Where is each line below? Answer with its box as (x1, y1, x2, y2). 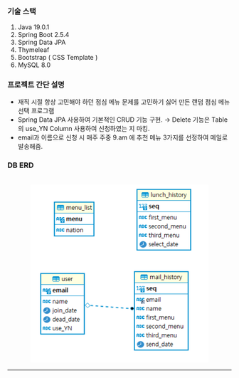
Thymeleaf (17, 46, 50, 54)
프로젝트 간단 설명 (7, 80, 65, 90)
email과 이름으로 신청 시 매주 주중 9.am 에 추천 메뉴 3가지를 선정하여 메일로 (17, 133, 228, 142)
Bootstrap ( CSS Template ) (17, 53, 98, 62)
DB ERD (7, 160, 34, 170)
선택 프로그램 (17, 106, 55, 115)
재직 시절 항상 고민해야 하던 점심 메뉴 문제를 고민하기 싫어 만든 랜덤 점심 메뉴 (17, 98, 230, 106)
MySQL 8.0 (17, 61, 51, 69)
